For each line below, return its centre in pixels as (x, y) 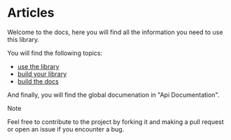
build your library (42, 74)
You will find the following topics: (55, 53)
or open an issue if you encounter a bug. (66, 129)
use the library (38, 66)
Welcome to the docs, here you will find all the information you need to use (115, 32)
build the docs (38, 81)
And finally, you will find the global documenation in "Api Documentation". (113, 95)
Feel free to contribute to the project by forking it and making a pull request (115, 122)
